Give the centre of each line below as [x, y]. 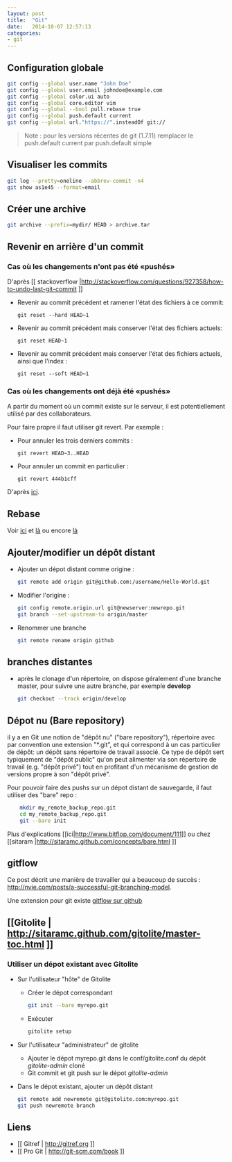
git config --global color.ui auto [59, 97]
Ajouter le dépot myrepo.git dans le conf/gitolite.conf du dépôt [117, 1058]
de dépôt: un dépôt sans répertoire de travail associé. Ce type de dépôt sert [116, 752]
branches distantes [50, 662]
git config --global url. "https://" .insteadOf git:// [87, 122]
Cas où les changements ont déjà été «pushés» [89, 391]
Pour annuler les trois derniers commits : [75, 441]
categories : [24, 33]
